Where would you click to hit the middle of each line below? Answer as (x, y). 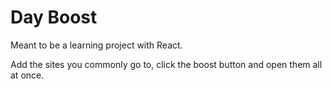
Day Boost (54, 17)
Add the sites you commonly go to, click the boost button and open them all (166, 64)
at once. (27, 75)
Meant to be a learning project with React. (96, 45)
